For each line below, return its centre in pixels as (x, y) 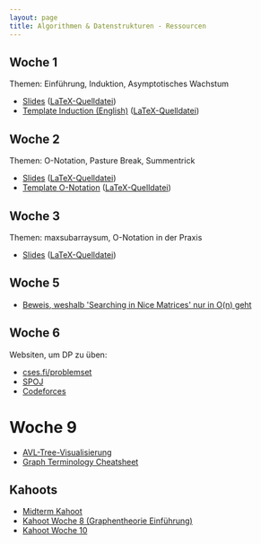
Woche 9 (43, 427)
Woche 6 (35, 333)
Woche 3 (35, 216)
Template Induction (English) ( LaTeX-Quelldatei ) (111, 111)
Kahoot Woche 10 (55, 531)
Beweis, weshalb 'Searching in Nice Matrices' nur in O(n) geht (137, 304)
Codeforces (44, 390)
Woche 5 (35, 283)
